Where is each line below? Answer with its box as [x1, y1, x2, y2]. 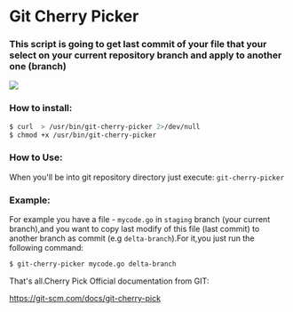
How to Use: [9, 151, 63, 164]
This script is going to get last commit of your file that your [9, 38, 267, 51]
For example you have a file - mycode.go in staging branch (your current [9, 214, 271, 225]
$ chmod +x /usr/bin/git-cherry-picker [9, 131, 157, 140]
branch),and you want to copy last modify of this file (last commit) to [9, 224, 260, 235]
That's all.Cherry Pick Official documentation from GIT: [9, 276, 210, 286]
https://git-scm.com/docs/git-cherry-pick [9, 293, 162, 303]
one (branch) [9, 60, 67, 73]
